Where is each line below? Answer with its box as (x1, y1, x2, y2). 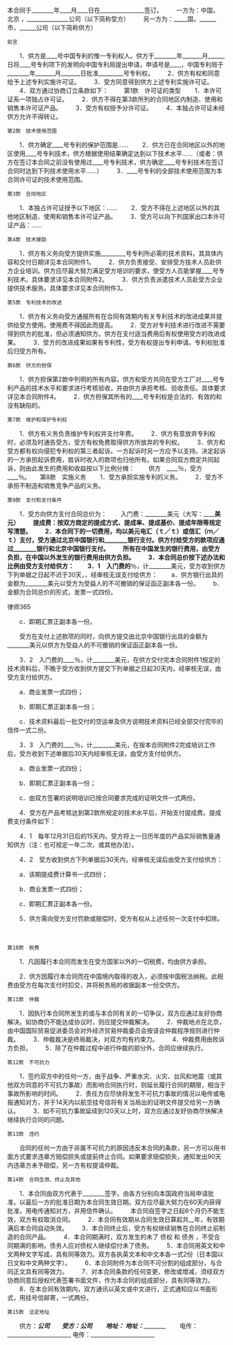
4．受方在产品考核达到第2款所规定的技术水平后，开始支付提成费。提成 (19, 809, 222, 816)
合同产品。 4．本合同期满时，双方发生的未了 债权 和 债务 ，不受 (19, 1232, 214, 1241)
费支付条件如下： (7, 817, 56, 825)
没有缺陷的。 (7, 402, 44, 409)
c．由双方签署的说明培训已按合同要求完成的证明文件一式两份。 (19, 794, 199, 802)
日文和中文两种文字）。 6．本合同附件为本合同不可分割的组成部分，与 (7, 1259, 216, 1266)
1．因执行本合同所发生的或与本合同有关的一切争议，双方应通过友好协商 (19, 1009, 223, 1017)
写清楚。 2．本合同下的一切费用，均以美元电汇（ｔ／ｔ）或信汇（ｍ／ (7, 527, 220, 535)
